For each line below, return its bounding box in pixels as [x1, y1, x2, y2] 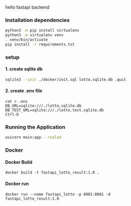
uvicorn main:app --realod [5, 135, 61, 140]
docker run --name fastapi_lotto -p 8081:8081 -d [5, 192, 111, 197]
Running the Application [5, 123, 65, 130]
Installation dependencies [5, 16, 70, 23]
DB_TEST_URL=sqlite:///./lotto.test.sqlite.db [5, 108, 104, 113]
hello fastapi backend [5, 4, 50, 10]
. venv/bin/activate [5, 37, 48, 42]
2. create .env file [5, 88, 42, 94]
